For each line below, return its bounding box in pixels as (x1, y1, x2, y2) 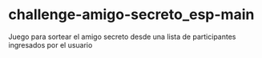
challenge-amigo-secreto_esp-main (8, 6, 255, 24)
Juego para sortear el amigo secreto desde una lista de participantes (8, 32, 236, 41)
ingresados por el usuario (8, 40, 93, 49)
